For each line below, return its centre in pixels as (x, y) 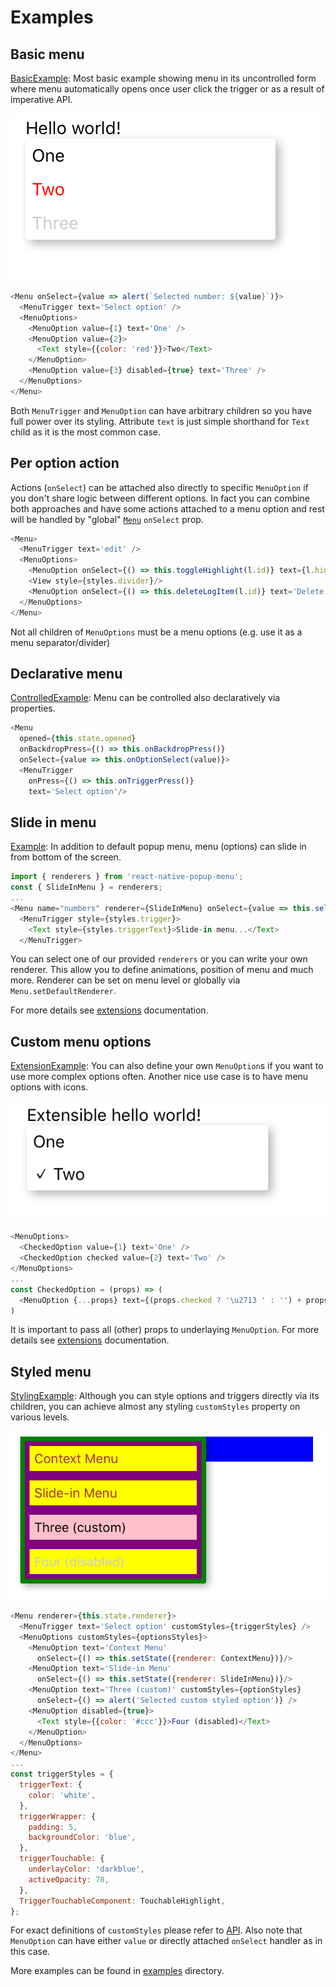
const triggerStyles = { (62, 1774)
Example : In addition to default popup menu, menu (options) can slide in (158, 847)
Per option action (65, 463)
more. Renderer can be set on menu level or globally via (125, 980)
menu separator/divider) (60, 642)
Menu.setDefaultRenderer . (63, 991)
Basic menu (47, 54)
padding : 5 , (53, 1827)
